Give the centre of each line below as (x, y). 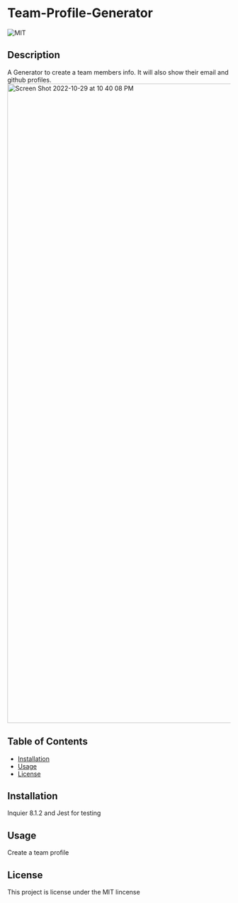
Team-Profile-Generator (80, 13)
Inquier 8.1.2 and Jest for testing (54, 813)
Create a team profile (38, 853)
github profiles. (29, 80)
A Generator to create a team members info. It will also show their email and (118, 72)
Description (34, 55)
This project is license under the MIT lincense (74, 892)
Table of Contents (48, 741)
